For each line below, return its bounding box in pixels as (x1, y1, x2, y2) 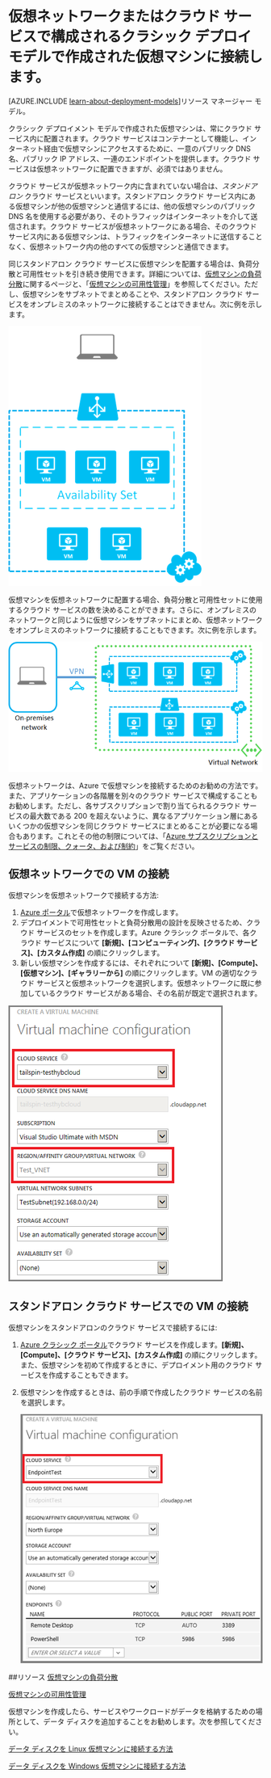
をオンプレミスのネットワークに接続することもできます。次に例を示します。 (8, 625, 261, 634)
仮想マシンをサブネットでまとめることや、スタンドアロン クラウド (22, 289, 244, 299)
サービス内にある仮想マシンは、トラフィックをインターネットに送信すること (8, 231, 263, 241)
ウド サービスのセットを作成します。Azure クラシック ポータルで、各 (19, 927, 250, 937)
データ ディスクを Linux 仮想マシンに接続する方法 (8, 1743, 173, 1754)
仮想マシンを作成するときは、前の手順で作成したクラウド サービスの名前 (19, 1387, 263, 1397)
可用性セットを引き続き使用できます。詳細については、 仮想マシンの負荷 (22, 268, 262, 279)
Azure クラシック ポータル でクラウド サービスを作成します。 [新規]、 (19, 1339, 248, 1350)
